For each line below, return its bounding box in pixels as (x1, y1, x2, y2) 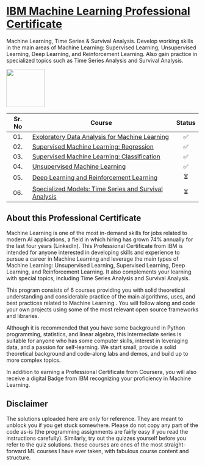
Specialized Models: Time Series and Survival (32, 185, 163, 193)
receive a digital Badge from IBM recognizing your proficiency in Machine (6, 375, 191, 382)
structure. (6, 454, 31, 461)
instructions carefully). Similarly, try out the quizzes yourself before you (6, 434, 186, 442)
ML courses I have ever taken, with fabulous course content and (27, 447, 189, 454)
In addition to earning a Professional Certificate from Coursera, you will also (6, 368, 197, 375)
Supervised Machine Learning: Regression (32, 142, 154, 150)
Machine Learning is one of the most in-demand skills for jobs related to (6, 229, 187, 236)
